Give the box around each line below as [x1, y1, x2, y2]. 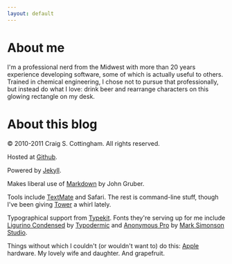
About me [7, 39, 65, 55]
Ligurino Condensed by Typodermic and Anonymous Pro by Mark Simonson [7, 220, 225, 229]
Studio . [7, 228, 28, 236]
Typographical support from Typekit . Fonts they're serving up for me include [7, 214, 226, 222]
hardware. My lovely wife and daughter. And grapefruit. [7, 249, 165, 257]
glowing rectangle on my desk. [7, 92, 96, 100]
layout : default [7, 10, 54, 17]
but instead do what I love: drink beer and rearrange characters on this [7, 84, 209, 93]
